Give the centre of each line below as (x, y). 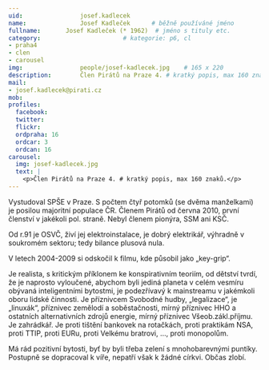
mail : (17, 82)
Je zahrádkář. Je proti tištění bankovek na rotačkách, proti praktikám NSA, (131, 324)
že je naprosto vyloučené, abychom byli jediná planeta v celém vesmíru (126, 282)
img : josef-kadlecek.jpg (57, 165)
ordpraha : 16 (37, 134)
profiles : (25, 105)
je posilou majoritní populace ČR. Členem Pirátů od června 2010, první (124, 210)
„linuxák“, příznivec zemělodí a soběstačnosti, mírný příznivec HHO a (122, 308)
